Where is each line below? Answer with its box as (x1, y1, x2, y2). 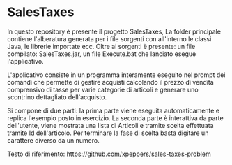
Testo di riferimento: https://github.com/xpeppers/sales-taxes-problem (7, 150, 211, 158)
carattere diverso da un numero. (7, 136, 100, 144)
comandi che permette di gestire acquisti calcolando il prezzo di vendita (7, 78, 214, 86)
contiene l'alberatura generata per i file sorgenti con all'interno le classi (7, 34, 212, 43)
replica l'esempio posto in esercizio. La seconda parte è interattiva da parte (7, 113, 224, 122)
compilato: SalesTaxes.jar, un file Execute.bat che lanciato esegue (7, 50, 196, 58)
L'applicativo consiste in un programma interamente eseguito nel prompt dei (7, 71, 226, 79)
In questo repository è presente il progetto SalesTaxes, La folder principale (7, 27, 222, 36)
